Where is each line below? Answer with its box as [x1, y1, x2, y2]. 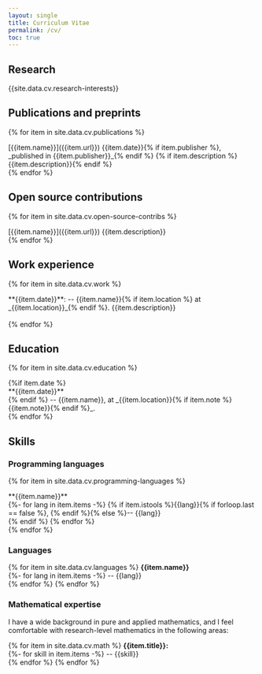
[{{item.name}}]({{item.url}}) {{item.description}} [8, 226, 167, 236]
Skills [8, 434, 35, 448]
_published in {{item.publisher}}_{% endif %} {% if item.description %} [8, 151, 238, 160]
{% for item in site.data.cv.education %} [8, 363, 138, 373]
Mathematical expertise [8, 599, 101, 610]
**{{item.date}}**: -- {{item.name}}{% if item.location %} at [8, 294, 201, 303]
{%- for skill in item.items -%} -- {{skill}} [8, 649, 139, 658]
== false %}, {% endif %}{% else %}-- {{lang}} [8, 508, 161, 517]
